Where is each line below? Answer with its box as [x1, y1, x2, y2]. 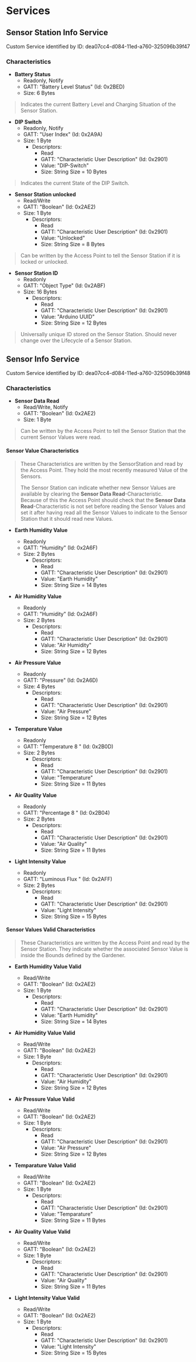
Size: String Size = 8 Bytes [40, 241, 105, 248]
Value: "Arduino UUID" [40, 313, 95, 320]
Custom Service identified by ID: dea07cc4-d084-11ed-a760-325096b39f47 [6, 43, 190, 50]
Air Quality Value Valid [14, 1228, 71, 1235]
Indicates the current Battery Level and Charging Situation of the [20, 101, 176, 108]
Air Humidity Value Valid [14, 1029, 75, 1036]
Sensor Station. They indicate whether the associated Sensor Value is [20, 945, 188, 953]
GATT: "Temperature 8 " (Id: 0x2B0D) [23, 743, 114, 750]
